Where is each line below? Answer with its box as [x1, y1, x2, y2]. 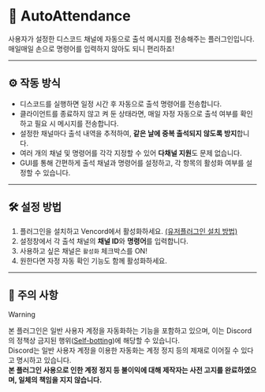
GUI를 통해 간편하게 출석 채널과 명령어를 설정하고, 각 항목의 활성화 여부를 [19, 157, 244, 168]
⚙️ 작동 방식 [8, 76, 62, 90]
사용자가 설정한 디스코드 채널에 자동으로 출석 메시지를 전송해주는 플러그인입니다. [8, 34, 255, 43]
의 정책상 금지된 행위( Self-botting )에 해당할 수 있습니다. [8, 336, 180, 346]
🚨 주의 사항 [8, 288, 59, 301]
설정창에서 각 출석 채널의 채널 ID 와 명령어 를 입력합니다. [19, 236, 189, 246]
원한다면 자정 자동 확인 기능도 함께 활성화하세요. [19, 256, 167, 265]
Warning [8, 310, 35, 320]
